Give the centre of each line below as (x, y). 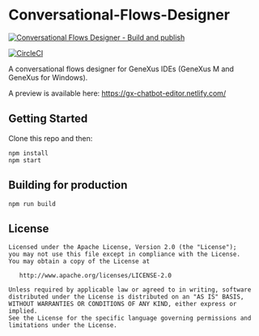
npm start (25, 160)
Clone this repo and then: (51, 138)
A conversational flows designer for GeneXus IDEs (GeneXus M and (121, 69)
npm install (28, 153)
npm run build (32, 204)
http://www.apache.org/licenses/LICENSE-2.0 (96, 276)
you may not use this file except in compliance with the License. (125, 254)
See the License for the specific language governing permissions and (130, 318)
